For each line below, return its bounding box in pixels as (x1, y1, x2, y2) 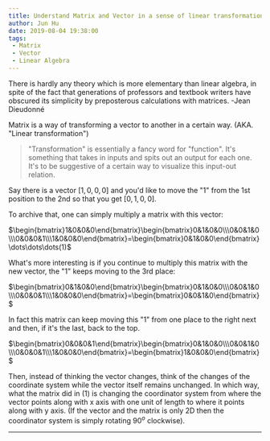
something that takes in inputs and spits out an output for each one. (27, 152, 252, 162)
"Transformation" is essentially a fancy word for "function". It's (27, 144, 236, 154)
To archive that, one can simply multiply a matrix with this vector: (8, 209, 223, 219)
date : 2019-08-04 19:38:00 (8, 27, 99, 35)
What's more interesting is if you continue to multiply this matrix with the (8, 258, 248, 267)
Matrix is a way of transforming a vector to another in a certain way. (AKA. (8, 120, 254, 130)
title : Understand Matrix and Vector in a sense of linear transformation (8, 11, 264, 20)
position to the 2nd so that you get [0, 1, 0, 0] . (8, 194, 157, 204)
